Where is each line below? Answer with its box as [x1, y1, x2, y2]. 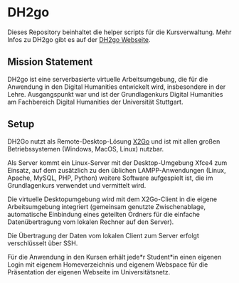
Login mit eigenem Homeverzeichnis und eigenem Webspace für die [7, 260, 208, 269]
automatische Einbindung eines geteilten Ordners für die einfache [7, 210, 201, 218]
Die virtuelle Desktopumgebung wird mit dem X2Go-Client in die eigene [7, 195, 218, 203]
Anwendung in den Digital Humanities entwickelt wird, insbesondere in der [7, 82, 226, 91]
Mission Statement [7, 56, 93, 68]
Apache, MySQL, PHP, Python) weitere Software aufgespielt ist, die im [7, 173, 213, 182]
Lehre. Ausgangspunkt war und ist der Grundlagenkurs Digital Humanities [7, 90, 223, 98]
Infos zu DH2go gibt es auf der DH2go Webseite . [7, 35, 151, 43]
